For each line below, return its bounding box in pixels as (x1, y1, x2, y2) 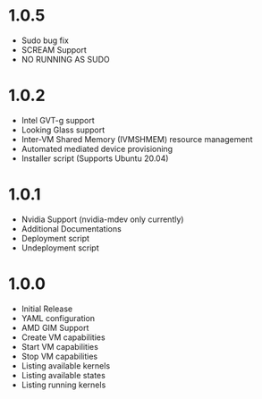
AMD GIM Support (21, 322, 89, 333)
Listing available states (21, 369, 106, 380)
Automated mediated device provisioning (21, 143, 173, 154)
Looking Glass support (21, 124, 106, 135)
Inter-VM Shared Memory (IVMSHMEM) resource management (21, 133, 253, 144)
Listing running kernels (21, 379, 106, 390)
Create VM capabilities (21, 332, 106, 343)
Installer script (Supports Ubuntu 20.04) (21, 153, 169, 164)
